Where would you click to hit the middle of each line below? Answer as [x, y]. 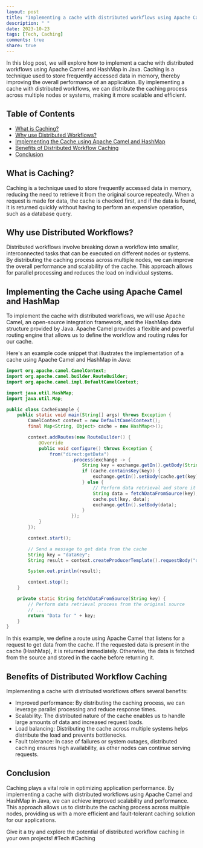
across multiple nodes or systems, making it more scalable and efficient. [96, 95]
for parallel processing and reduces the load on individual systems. [90, 273]
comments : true [25, 40]
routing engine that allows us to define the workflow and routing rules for [97, 335]
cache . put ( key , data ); [121, 499]
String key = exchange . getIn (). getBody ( [134, 465]
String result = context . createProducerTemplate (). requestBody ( [111, 560]
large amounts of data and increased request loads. [79, 722]
